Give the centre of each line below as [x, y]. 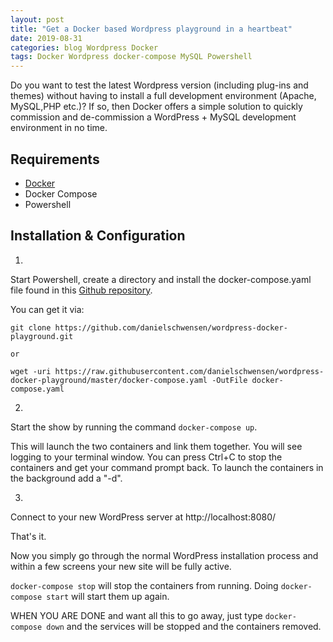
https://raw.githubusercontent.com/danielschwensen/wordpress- [189, 371]
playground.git [42, 336]
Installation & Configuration [98, 236]
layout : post [37, 19]
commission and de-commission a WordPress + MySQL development [153, 117]
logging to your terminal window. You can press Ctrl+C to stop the [146, 457]
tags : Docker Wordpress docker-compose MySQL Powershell [131, 57]
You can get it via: [47, 309]
